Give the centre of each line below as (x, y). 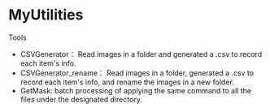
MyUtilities (46, 15)
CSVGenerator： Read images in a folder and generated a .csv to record (141, 54)
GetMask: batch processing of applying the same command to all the (136, 90)
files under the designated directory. (81, 99)
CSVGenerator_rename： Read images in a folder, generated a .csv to (137, 73)
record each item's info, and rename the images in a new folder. (127, 82)
